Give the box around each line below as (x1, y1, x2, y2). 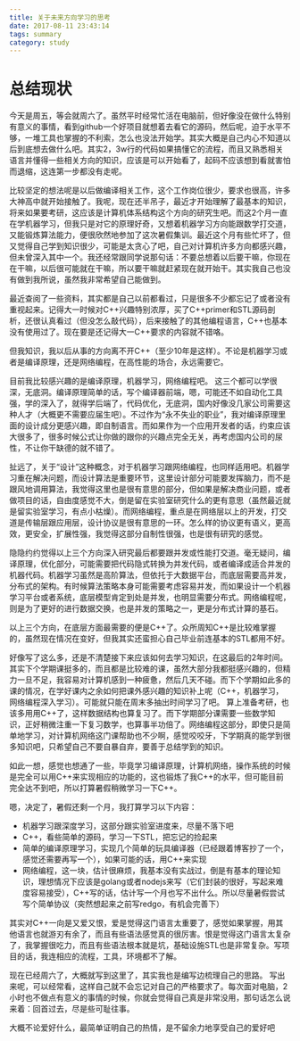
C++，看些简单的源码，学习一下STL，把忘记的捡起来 (21, 831, 218, 843)
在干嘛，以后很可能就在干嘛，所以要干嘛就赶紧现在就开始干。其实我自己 (9, 263, 275, 274)
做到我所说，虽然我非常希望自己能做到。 (16, 274, 166, 285)
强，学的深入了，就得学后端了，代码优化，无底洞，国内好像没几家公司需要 (9, 398, 283, 409)
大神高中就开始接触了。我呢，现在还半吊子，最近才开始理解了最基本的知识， (9, 196, 291, 207)
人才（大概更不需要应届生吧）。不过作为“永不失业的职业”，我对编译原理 (16, 409, 279, 420)
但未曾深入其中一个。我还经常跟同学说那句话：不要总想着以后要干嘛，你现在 (9, 252, 291, 263)
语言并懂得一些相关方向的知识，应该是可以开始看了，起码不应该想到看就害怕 (9, 155, 291, 166)
